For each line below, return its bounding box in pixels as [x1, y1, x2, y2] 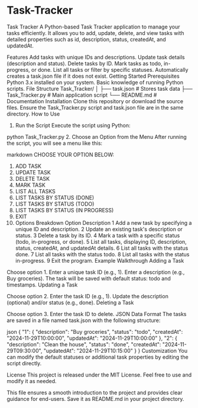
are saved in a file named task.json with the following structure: [7, 317, 161, 324]
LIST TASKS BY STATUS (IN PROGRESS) [15, 206, 114, 213]
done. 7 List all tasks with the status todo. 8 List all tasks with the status [15, 250, 190, 258]
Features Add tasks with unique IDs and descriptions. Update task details [7, 53, 185, 60]
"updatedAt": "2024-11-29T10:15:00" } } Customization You [43, 347, 188, 354]
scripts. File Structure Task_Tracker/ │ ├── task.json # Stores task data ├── [7, 85, 193, 92]
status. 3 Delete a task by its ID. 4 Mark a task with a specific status [15, 232, 180, 239]
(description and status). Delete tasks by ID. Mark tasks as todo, [7, 60, 163, 67]
